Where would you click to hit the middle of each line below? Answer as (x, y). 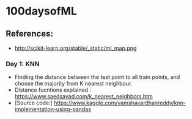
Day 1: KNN (23, 64)
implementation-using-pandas (53, 109)
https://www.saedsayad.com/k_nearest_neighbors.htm (84, 97)
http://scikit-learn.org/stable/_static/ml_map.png (76, 48)
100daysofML (42, 11)
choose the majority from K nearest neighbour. (73, 84)
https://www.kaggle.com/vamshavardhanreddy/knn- (120, 103)
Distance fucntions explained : (53, 90)
